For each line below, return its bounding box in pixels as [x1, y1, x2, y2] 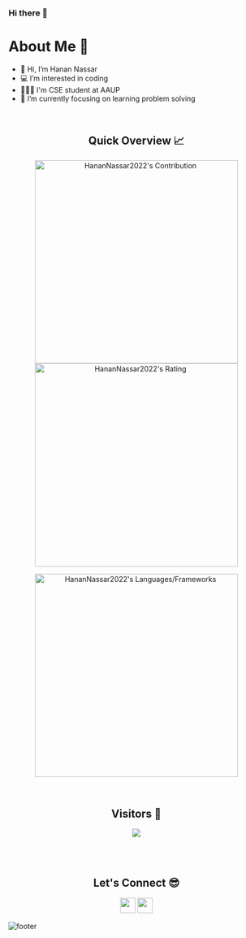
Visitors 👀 [110, 807, 162, 821]
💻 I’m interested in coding [19, 73, 109, 83]
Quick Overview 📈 [88, 134, 185, 148]
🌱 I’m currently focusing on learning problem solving [19, 93, 196, 103]
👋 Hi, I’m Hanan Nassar [19, 64, 97, 74]
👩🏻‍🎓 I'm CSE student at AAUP [19, 85, 120, 94]
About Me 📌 [8, 37, 89, 56]
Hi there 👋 [8, 7, 49, 19]
